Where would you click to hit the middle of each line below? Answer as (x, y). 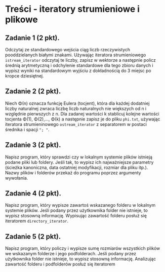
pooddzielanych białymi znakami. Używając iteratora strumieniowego (76, 55)
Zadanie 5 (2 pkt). (33, 236)
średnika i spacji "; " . (27, 129)
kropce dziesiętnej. (25, 76)
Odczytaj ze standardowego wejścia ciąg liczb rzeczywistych (68, 50)
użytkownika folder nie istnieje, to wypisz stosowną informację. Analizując (81, 259)
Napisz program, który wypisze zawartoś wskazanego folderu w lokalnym (80, 205)
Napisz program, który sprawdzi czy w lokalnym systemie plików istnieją (79, 157)
